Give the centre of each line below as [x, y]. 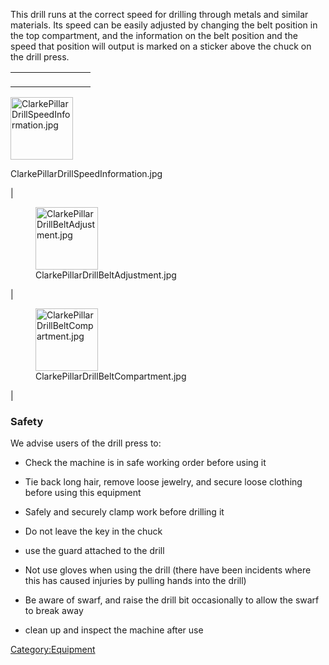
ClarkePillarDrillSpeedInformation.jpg [86, 173]
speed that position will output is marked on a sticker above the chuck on [161, 46]
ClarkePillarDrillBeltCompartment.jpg [111, 376]
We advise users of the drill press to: [86, 443]
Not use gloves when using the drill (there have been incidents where [168, 570]
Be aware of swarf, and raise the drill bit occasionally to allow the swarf [172, 600]
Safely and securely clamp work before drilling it [124, 512]
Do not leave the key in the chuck [93, 531]
